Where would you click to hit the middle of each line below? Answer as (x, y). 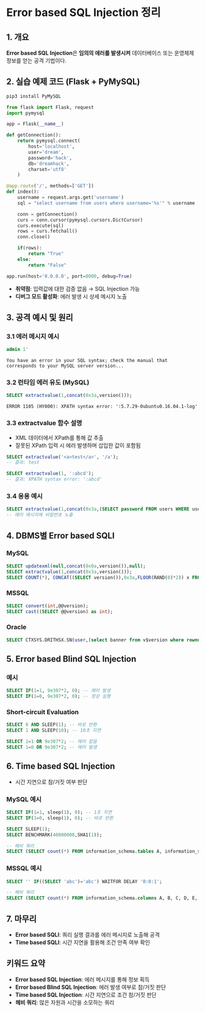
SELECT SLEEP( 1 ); (28, 829)
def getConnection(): (34, 135)
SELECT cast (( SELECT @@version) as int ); (60, 611)
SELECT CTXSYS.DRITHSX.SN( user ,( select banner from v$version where (95, 640)
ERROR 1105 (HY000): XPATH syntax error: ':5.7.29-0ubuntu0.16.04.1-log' (102, 407)
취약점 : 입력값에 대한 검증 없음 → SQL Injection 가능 (77, 289)
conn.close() (34, 237)
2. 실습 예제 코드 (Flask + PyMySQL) (73, 82)
